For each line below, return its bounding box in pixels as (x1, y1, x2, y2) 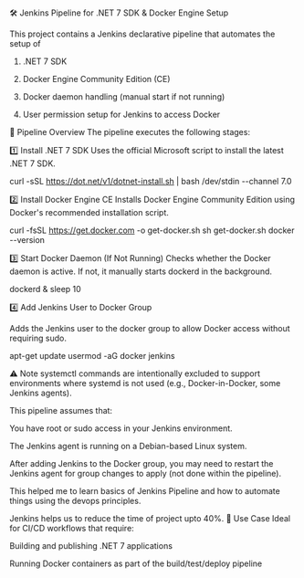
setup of (9, 38, 41, 48)
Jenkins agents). (9, 387, 72, 398)
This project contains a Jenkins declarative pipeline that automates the (9, 28, 276, 39)
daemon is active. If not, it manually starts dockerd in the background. (9, 266, 272, 277)
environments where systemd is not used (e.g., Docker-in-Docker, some (9, 378, 281, 388)
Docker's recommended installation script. (9, 207, 169, 217)
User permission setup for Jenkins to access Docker (22, 109, 221, 120)
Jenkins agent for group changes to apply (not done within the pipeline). (9, 468, 281, 478)
